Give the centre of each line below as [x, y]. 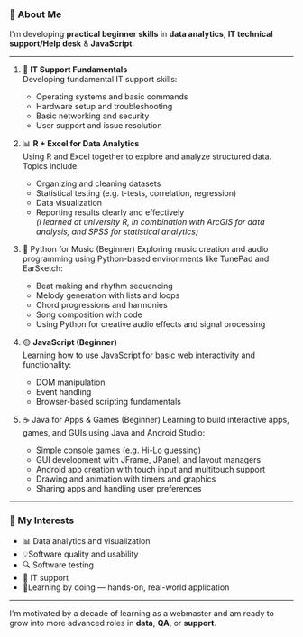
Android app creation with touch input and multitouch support [151, 470]
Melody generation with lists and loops [108, 295]
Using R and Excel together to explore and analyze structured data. [147, 156]
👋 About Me [36, 14]
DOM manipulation [70, 382]
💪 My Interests [42, 520]
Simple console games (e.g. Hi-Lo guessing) [118, 450]
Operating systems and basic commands [112, 97]
